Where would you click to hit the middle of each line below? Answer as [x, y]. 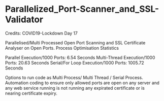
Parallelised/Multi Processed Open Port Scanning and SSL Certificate [75, 42]
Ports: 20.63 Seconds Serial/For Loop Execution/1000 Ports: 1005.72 [75, 63]
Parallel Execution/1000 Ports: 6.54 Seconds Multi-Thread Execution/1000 [80, 57]
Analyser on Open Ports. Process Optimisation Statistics [62, 48]
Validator [24, 19]
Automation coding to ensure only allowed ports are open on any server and [82, 83]
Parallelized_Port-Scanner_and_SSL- [82, 9]
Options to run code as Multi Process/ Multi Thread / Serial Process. [74, 77]
